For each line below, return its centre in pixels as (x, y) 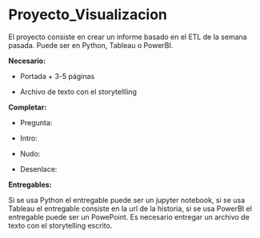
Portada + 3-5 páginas (57, 76)
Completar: (28, 107)
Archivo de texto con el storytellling (78, 91)
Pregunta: (36, 122)
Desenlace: (38, 169)
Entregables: (30, 184)
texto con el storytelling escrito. (60, 225)
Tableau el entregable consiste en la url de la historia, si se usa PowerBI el (130, 208)
